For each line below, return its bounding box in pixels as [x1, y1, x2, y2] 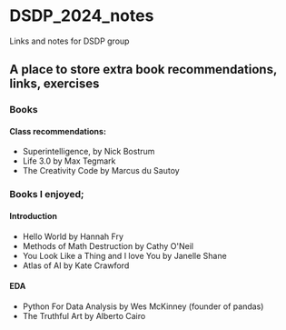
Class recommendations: [9, 125, 107, 136]
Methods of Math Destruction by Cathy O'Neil [22, 240, 193, 251]
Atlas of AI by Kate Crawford [22, 260, 130, 271]
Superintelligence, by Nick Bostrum [22, 146, 155, 157]
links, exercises [9, 76, 100, 92]
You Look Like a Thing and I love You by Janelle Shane [22, 250, 227, 261]
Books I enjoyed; [9, 188, 84, 201]
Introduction [9, 210, 57, 221]
